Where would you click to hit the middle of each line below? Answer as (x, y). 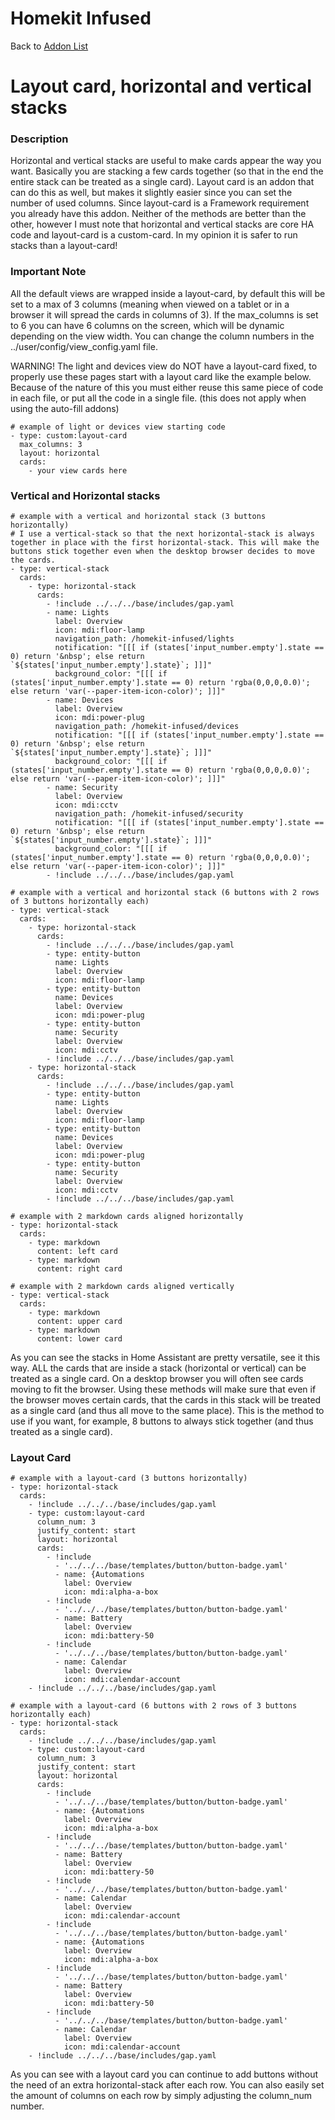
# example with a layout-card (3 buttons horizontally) (129, 1478)
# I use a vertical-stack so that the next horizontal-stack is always (162, 534)
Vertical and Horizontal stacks (85, 495)
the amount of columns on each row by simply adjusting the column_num (161, 2096)
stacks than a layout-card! (64, 246)
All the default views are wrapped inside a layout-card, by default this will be (168, 293)
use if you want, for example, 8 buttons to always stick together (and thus (162, 1421)
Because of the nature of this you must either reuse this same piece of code (167, 387)
